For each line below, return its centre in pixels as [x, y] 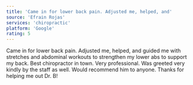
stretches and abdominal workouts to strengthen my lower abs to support [96, 57]
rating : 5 [19, 34]
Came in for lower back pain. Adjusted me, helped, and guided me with [94, 51]
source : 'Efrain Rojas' [36, 17]
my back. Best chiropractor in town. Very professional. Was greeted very [96, 64]
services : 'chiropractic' [38, 23]
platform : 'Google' [30, 28]
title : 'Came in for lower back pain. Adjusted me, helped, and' [89, 12]
